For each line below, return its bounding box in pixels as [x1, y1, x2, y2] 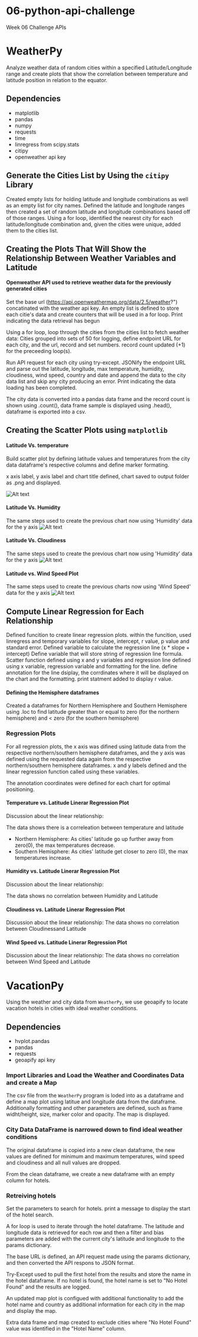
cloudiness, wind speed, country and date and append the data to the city [6, 371, 186, 379]
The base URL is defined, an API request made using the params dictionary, [6, 1253, 191, 1260]
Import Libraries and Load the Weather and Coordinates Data [6, 1071, 184, 1080]
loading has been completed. [6, 384, 77, 391]
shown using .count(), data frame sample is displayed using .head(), [6, 402, 172, 409]
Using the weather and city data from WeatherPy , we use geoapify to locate [6, 998, 188, 1006]
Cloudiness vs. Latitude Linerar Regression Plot [6, 906, 125, 913]
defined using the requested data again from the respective [6, 755, 151, 762]
